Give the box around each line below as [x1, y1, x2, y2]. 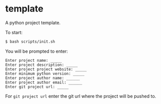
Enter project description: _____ [5, 62, 78, 67]
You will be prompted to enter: [5, 48, 68, 54]
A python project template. [5, 20, 61, 26]
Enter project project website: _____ [5, 66, 87, 72]
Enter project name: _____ [5, 58, 62, 63]
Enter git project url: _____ [5, 84, 69, 89]
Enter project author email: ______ [5, 80, 82, 85]
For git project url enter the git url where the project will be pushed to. [5, 93, 156, 99]
